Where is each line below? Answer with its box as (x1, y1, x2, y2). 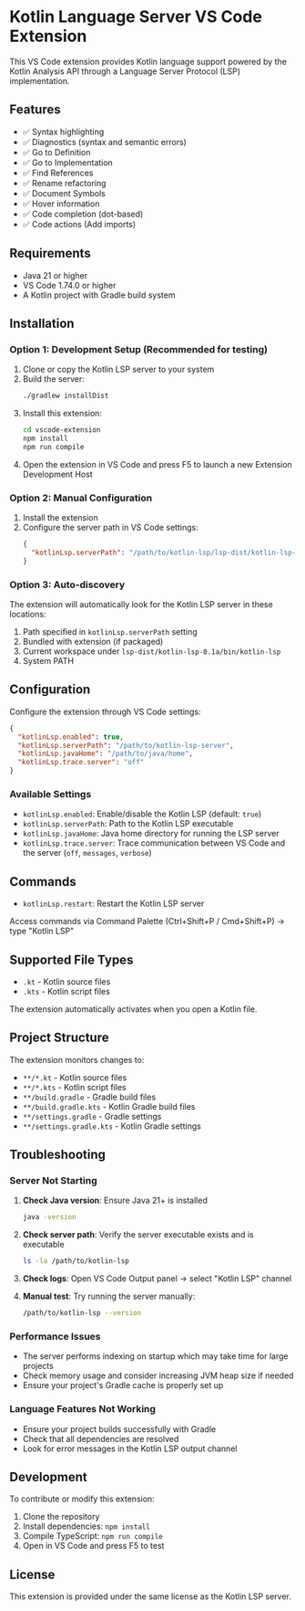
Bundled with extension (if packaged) (22, 636, 164, 647)
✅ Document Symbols (22, 187, 107, 198)
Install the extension (22, 512, 98, 523)
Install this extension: (22, 408, 103, 419)
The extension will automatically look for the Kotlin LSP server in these (9, 598, 273, 609)
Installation (9, 315, 75, 331)
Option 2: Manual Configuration (9, 491, 153, 504)
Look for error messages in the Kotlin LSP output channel (22, 1443, 238, 1454)
